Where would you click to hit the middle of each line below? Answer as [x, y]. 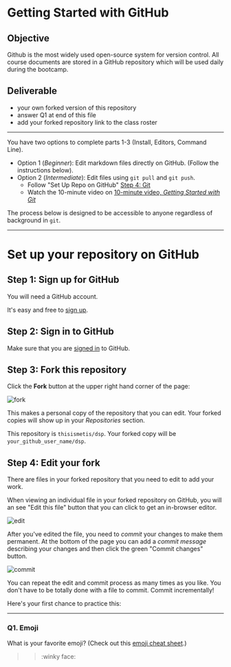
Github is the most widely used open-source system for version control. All [113, 54]
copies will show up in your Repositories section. [76, 420]
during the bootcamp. [38, 69]
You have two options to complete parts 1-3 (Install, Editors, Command [107, 142]
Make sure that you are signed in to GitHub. [69, 348]
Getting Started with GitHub [88, 13]
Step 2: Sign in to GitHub [61, 331]
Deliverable [32, 91]
